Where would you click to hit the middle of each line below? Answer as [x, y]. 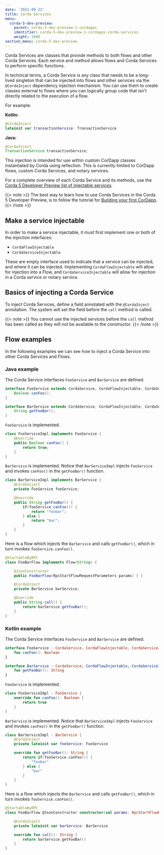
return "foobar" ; [49, 511]
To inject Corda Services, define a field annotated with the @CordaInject [77, 304]
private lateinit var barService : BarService [61, 826]
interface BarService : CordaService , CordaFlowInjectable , [68, 666]
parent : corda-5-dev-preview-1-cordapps [55, 28]
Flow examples [29, 340]
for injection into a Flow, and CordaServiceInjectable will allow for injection [80, 272]
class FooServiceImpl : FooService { [43, 693]
